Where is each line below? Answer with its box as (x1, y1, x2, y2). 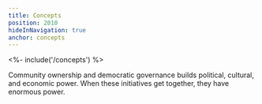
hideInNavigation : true (8, 26, 87, 34)
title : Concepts (8, 11, 62, 20)
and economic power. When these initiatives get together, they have (8, 79, 230, 88)
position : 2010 (8, 19, 58, 27)
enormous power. (8, 87, 65, 97)
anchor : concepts (8, 33, 65, 42)
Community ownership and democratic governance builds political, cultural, (8, 70, 255, 80)
